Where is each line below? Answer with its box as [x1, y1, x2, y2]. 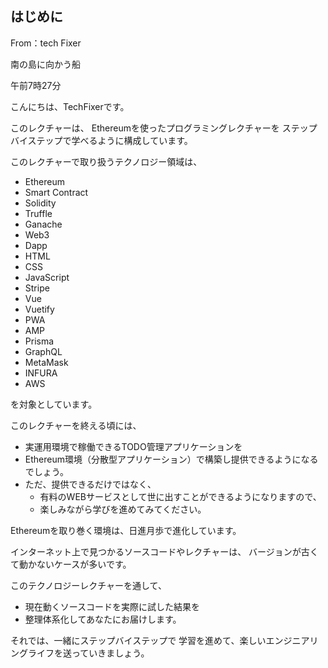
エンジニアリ [265, 634, 319, 646]
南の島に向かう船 [10, 58, 81, 70]
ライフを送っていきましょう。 [27, 647, 150, 659]
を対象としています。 [10, 398, 98, 410]
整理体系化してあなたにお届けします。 [24, 613, 182, 625]
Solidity [24, 197, 57, 209]
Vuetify [24, 303, 55, 315]
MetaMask [24, 356, 69, 368]
